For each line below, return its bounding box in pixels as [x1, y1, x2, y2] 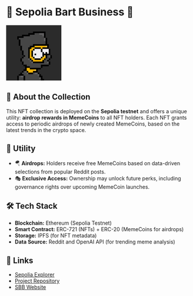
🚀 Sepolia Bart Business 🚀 [6, 5, 134, 19]
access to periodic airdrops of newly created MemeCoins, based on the [6, 120, 180, 127]
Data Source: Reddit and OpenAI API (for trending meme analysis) [14, 238, 175, 245]
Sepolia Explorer [14, 271, 55, 278]
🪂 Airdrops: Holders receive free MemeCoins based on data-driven [14, 159, 181, 167]
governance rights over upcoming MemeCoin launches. [14, 183, 150, 190]
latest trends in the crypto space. [6, 126, 86, 133]
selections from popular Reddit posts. [14, 168, 106, 175]
